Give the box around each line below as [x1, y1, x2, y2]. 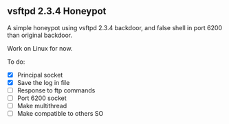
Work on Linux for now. [7, 44, 73, 52]
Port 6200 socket [17, 94, 67, 102]
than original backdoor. [7, 31, 73, 39]
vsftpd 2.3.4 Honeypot [7, 5, 107, 17]
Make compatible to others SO [17, 110, 104, 118]
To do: [7, 58, 25, 66]
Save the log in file [17, 78, 70, 86]
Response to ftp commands [17, 86, 96, 95]
